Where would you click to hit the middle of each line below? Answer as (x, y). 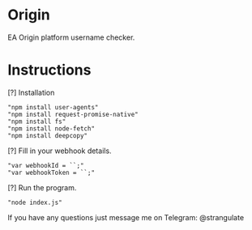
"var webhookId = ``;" (46, 165)
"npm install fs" (37, 121)
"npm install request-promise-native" (73, 114)
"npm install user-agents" (53, 107)
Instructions (49, 70)
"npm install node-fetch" (51, 128)
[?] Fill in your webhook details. (60, 151)
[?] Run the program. (42, 187)
